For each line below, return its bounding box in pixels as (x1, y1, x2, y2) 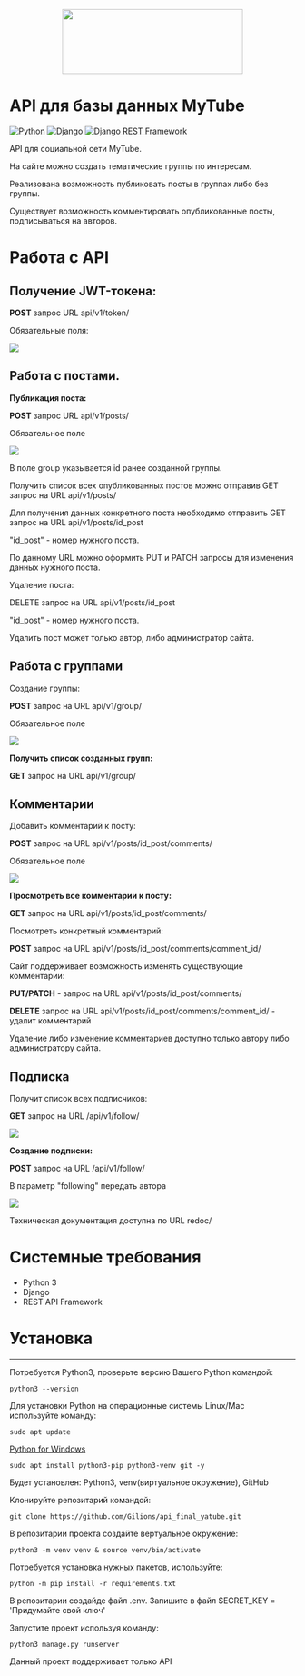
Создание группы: (9, 683, 80, 693)
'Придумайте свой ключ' (9, 1605, 106, 1616)
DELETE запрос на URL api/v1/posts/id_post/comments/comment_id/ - (9, 1005, 275, 1017)
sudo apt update (9, 1428, 71, 1437)
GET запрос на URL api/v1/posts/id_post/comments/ (9, 908, 207, 919)
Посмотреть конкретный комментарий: (9, 925, 163, 936)
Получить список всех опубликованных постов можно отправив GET (9, 480, 279, 491)
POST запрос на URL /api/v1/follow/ (9, 1163, 145, 1174)
